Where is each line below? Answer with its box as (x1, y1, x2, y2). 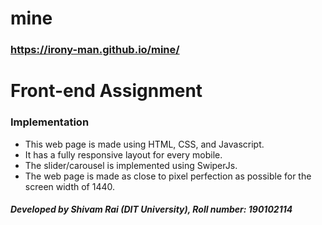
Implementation (10, 115, 90, 129)
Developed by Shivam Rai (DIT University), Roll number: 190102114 (10, 203, 293, 216)
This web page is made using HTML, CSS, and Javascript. (24, 138, 265, 150)
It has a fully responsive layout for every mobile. (24, 148, 223, 161)
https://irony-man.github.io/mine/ (10, 43, 180, 57)
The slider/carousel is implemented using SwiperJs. (24, 159, 238, 171)
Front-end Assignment (10, 80, 203, 102)
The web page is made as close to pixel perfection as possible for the (24, 170, 312, 182)
